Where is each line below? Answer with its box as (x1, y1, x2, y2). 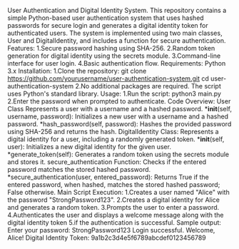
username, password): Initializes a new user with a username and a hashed (7, 112, 229, 121)
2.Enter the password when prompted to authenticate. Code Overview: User (7, 97, 231, 106)
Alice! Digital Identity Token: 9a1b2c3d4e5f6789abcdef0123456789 (7, 233, 206, 242)
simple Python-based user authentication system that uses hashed (7, 14, 205, 22)
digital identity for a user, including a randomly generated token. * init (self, (7, 135, 225, 143)
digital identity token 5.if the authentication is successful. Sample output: (7, 218, 221, 227)
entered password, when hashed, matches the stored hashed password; (7, 181, 220, 188)
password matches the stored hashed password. (7, 166, 151, 173)
